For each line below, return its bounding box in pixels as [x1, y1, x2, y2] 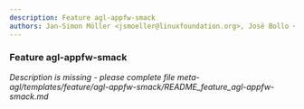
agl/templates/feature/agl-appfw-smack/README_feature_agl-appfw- [9, 81, 275, 92]
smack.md [9, 91, 49, 102]
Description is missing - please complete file [9, 71, 176, 82]
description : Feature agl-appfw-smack [9, 13, 156, 23]
